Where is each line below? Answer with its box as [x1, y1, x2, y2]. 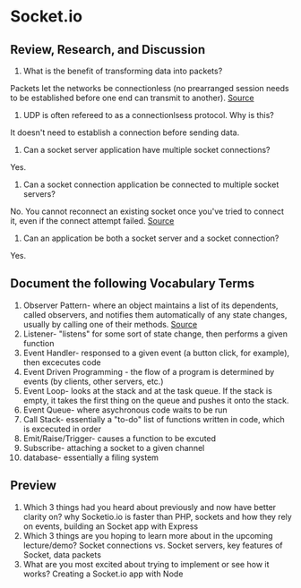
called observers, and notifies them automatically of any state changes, [22, 309, 288, 320]
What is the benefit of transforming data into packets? [22, 65, 223, 76]
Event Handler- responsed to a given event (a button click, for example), [22, 347, 290, 358]
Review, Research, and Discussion [10, 42, 206, 57]
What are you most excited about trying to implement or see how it [22, 558, 270, 569]
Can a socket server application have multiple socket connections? [22, 145, 271, 155]
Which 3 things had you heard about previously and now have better [22, 501, 277, 512]
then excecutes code [22, 356, 101, 368]
